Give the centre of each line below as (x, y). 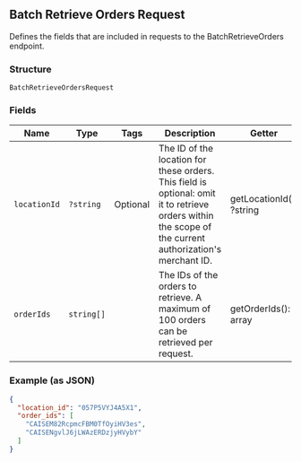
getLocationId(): (264, 199)
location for (182, 160)
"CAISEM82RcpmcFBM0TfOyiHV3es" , (86, 424)
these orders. (186, 171)
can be (173, 331)
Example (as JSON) (52, 380)
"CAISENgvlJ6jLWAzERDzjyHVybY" (84, 433)
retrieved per (185, 343)
